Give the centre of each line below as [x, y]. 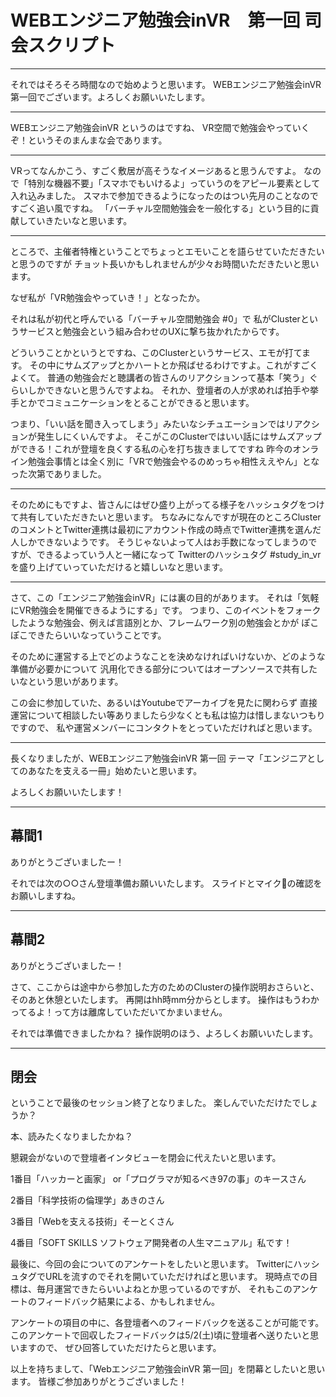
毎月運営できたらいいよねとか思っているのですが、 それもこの [164, 1289]
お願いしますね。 [45, 895]
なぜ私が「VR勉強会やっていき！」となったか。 [108, 297]
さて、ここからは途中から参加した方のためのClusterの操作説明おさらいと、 [165, 987]
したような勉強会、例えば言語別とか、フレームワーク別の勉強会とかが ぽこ [165, 622]
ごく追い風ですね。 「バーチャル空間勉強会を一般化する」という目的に [164, 208]
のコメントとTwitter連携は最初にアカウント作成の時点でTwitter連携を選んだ [166, 529]
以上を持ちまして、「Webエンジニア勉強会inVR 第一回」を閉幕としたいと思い [168, 1369]
